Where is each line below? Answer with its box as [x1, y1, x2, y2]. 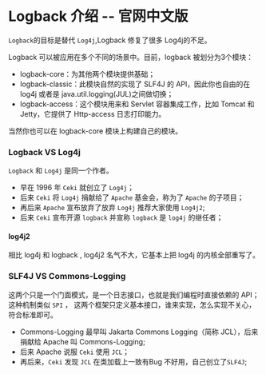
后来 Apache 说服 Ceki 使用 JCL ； [19, 347, 130, 356]
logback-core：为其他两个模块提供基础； [19, 69, 156, 78]
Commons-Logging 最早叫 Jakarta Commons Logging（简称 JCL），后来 [19, 327, 259, 336]
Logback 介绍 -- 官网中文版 [8, 7, 189, 26]
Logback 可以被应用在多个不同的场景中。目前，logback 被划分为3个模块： [8, 52, 254, 62]
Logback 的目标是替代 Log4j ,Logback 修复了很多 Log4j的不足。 [8, 35, 212, 45]
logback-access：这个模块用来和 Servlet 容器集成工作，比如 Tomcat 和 [19, 99, 255, 109]
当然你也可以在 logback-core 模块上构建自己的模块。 [8, 125, 182, 136]
